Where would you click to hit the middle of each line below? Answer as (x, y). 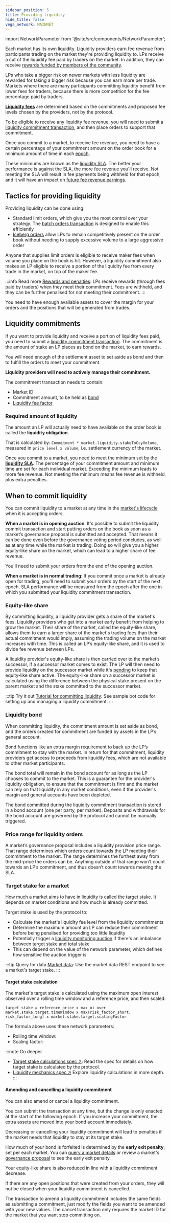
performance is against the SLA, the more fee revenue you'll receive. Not (82, 169)
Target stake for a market (37, 885)
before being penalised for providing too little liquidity (69, 933)
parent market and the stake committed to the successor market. (74, 686)
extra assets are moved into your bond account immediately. (69, 1122)
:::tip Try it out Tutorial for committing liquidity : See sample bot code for (80, 696)
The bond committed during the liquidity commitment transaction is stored (83, 805)
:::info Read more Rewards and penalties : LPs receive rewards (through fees (85, 281)
